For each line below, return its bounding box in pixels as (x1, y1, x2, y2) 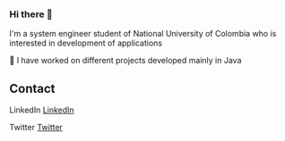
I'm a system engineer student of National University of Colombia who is (9, 29, 277, 39)
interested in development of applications (9, 37, 163, 48)
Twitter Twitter (9, 122, 63, 133)
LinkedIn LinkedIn (9, 104, 74, 115)
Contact (9, 80, 56, 96)
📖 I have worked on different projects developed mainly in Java (9, 55, 242, 66)
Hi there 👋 (9, 8, 54, 21)
